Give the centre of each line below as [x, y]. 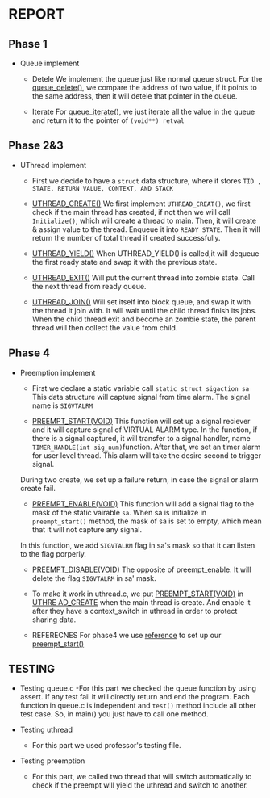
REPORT [37, 14]
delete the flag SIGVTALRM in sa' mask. [94, 577]
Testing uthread [46, 730]
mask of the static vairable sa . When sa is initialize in [119, 512]
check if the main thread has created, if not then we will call [131, 212]
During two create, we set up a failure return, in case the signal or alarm [139, 479]
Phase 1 [28, 44]
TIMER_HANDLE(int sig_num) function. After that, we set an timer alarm [146, 447]
